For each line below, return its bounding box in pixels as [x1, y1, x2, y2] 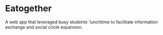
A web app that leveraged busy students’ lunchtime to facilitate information [5, 19, 158, 25]
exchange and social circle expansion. [5, 24, 83, 30]
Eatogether [5, 3, 52, 14]
